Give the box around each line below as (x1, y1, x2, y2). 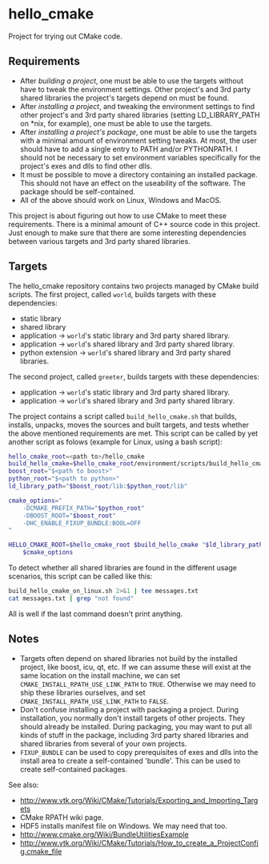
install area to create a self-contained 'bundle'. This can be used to (19, 756, 241, 765)
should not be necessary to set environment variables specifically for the (19, 152, 261, 162)
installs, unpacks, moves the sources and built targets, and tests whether (8, 420, 250, 429)
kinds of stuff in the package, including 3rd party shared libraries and (19, 730, 249, 740)
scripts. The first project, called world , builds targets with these (8, 290, 216, 299)
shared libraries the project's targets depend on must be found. (19, 93, 230, 103)
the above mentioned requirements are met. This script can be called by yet (8, 428, 259, 438)
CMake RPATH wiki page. (19, 812, 104, 822)
